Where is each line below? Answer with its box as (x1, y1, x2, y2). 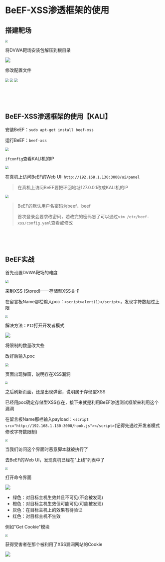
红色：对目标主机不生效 (12, 513, 61, 519)
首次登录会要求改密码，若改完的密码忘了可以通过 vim (17, 213, 125, 219)
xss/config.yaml (17, 221, 51, 226)
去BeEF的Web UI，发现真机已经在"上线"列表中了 (5, 457, 105, 463)
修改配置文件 (5, 67, 31, 73)
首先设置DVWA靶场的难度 (5, 269, 58, 275)
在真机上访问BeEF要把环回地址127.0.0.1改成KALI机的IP (17, 185, 129, 191)
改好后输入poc (5, 353, 35, 359)
